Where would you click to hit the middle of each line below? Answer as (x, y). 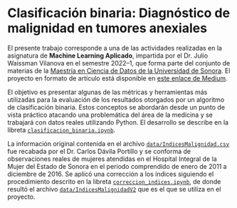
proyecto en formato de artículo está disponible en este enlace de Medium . (117, 78)
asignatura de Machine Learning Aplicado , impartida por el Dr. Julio (108, 56)
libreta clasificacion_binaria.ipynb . (62, 130)
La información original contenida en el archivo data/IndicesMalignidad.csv (118, 143)
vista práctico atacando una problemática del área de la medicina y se (110, 115)
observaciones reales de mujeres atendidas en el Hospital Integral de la (112, 159)
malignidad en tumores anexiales (107, 28)
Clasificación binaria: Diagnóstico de (118, 13)
